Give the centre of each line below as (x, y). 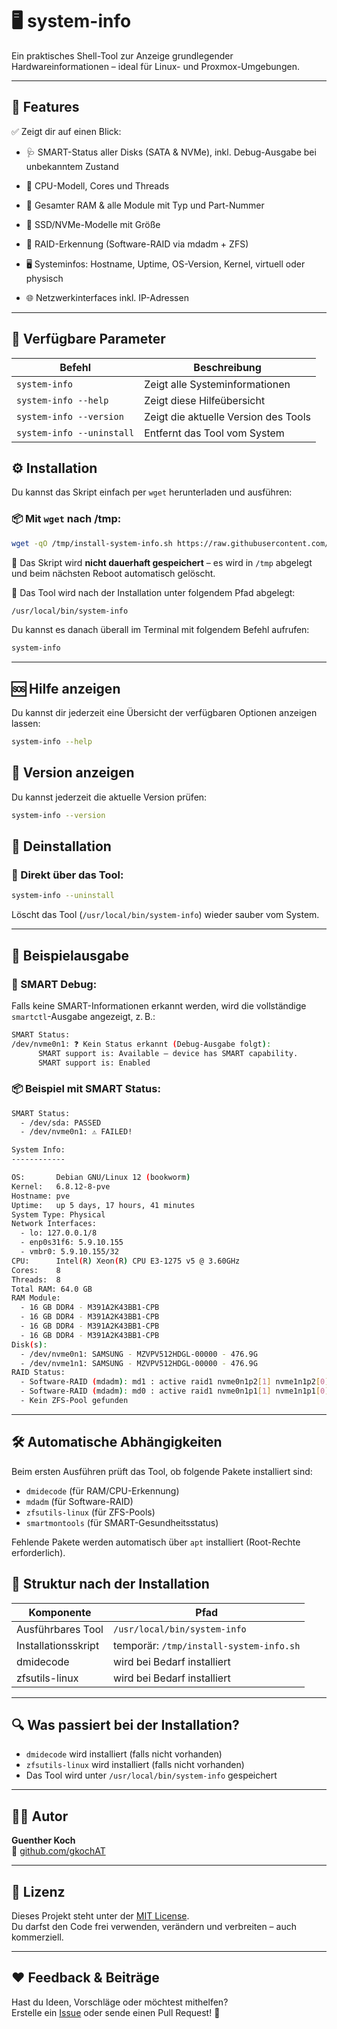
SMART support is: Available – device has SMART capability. (168, 1053)
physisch (44, 278)
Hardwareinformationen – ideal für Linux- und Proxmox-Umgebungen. (155, 66)
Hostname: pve (41, 1196)
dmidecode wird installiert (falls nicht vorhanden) (124, 1754)
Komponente (60, 1612)
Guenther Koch (43, 1840)
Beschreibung (227, 367)
